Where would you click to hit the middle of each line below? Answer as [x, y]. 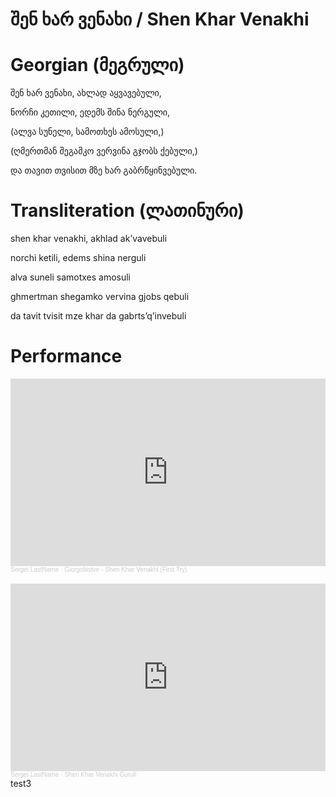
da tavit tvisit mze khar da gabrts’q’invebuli [98, 316]
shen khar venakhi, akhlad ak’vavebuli [89, 239]
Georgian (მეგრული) [97, 65]
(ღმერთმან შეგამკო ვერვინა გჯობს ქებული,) [104, 151]
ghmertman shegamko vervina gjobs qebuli [100, 297]
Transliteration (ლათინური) [127, 210]
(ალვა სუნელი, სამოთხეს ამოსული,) [87, 132]
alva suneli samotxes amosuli [71, 277]
